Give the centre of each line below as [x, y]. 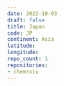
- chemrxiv [23, 71]
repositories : [28, 65]
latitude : [22, 46]
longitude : [23, 53]
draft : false [26, 20]
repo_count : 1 [28, 59]
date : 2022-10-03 [32, 14]
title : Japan [26, 26]
